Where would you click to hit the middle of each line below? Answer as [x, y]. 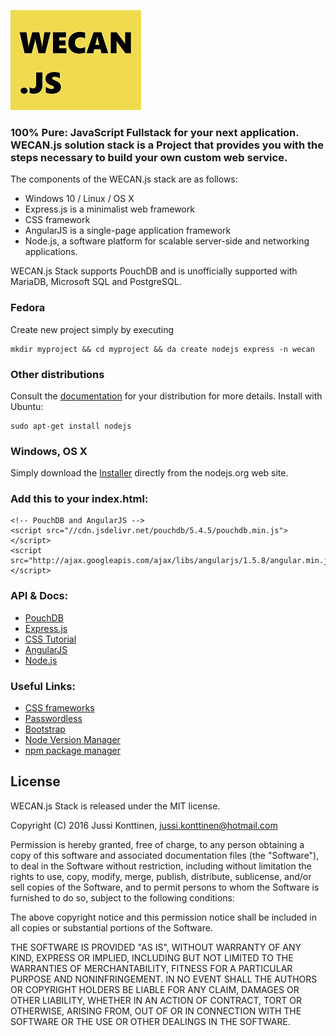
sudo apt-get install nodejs [71, 426]
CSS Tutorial [50, 639]
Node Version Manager [72, 740]
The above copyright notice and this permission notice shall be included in [163, 917]
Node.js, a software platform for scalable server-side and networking [167, 241]
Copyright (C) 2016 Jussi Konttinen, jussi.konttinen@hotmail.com [144, 825]
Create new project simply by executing [92, 329]
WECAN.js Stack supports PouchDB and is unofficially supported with [154, 271]
